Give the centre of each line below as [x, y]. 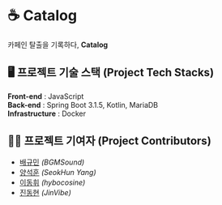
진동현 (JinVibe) [45, 192]
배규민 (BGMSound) [52, 162]
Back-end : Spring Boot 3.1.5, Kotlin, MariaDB [83, 105]
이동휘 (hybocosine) [52, 182]
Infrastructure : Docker [47, 113]
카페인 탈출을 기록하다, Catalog [58, 45]
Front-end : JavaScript [46, 96]
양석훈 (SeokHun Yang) [58, 172]
